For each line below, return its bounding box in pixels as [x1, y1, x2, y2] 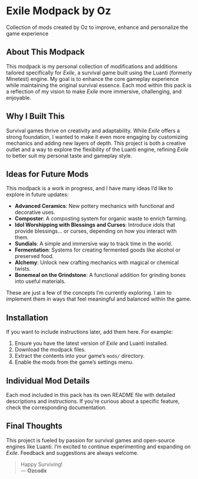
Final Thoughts [6, 421, 63, 431]
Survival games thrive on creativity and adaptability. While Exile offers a [6, 127, 180, 134]
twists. [14, 265, 31, 272]
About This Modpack [6, 47, 85, 57]
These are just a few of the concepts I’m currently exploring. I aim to [6, 289, 172, 296]
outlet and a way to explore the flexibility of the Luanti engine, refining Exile [6, 146, 189, 153]
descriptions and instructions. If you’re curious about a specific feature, [6, 397, 180, 405]
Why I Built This [6, 111, 65, 122]
